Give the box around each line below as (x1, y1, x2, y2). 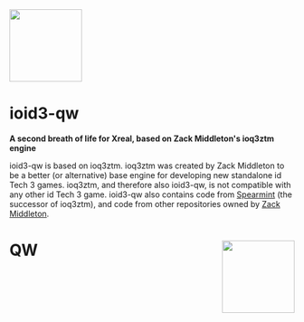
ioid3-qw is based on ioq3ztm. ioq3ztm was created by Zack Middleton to (9, 160, 285, 171)
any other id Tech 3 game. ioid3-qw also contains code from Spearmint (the (9, 189, 292, 200)
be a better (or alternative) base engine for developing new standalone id (9, 169, 282, 180)
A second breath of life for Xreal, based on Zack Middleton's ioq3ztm (9, 133, 274, 144)
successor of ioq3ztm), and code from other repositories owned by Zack (9, 198, 280, 209)
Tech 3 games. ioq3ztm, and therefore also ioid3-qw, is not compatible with (9, 179, 291, 190)
